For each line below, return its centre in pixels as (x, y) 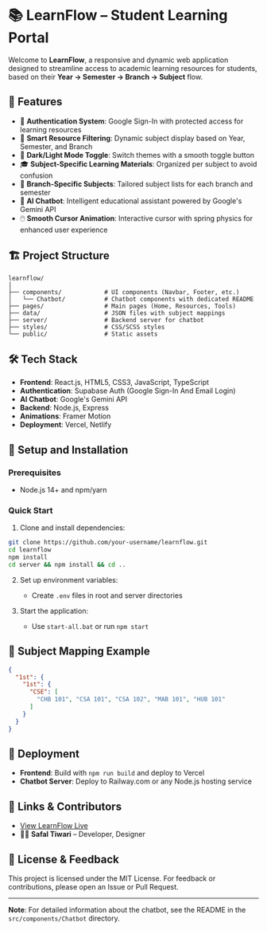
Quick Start (31, 510)
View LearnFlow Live (54, 826)
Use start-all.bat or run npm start (90, 626)
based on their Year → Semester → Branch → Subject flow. (106, 77)
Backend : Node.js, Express (64, 408)
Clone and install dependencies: (72, 528)
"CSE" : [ (44, 692)
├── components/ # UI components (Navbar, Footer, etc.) (124, 292)
